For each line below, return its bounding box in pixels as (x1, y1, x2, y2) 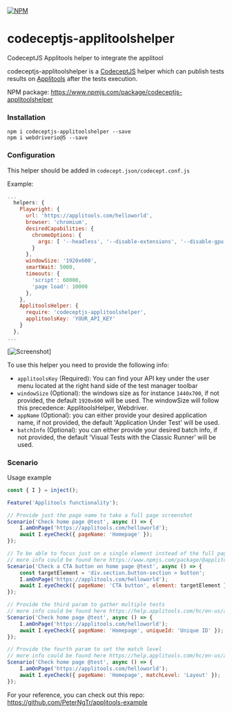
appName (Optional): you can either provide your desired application (17, 411, 207, 419)
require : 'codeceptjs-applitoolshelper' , (25, 309, 147, 316)
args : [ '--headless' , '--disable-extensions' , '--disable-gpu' (37, 238, 227, 245)
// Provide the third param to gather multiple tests (7, 601, 166, 608)
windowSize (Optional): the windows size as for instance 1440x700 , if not (17, 389, 220, 397)
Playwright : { (19, 206, 60, 213)
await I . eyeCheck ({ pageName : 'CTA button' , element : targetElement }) (19, 582, 230, 589)
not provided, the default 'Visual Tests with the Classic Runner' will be (17, 433, 216, 441)
